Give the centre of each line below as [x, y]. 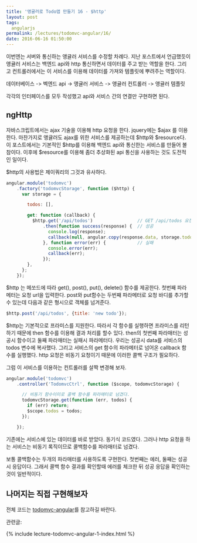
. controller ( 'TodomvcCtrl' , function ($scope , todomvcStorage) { [98, 384]
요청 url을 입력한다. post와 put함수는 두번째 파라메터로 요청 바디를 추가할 [105, 294]
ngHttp [19, 115]
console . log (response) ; [77, 231]
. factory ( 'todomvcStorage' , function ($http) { [76, 188]
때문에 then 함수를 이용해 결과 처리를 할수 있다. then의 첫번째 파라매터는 [99, 333]
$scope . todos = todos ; [55, 411]
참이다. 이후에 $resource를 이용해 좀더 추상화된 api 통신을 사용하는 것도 [89, 152]
